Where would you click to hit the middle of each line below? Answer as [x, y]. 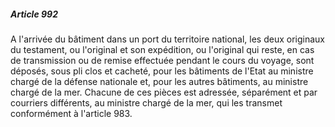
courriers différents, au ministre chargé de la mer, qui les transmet [146, 102]
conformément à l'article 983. [71, 113]
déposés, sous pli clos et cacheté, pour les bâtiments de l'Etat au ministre [162, 71]
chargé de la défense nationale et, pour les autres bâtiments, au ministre [159, 81]
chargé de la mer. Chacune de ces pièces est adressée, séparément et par [164, 92]
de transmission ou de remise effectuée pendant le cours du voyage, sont [162, 60]
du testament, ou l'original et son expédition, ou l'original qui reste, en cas [162, 49]
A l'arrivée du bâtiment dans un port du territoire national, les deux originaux [167, 39]
